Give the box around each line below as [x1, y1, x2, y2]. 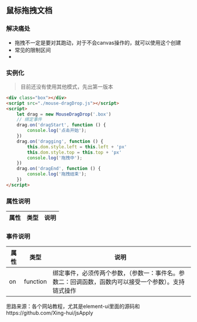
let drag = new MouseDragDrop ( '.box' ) [16, 111, 111, 117]
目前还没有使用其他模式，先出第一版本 [20, 83, 113, 90]
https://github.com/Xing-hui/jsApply [6, 310, 94, 317]
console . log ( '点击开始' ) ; [27, 128, 87, 134]
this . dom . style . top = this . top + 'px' [27, 149, 122, 155]
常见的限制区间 [14, 46, 51, 53]
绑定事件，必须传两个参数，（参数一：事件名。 [52, 269, 179, 277]
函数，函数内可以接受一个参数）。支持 [81, 278, 185, 286]
